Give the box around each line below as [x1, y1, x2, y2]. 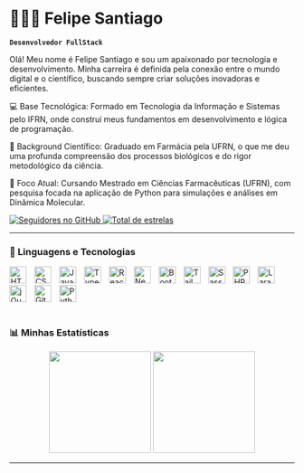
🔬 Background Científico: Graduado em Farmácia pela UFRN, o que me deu [9, 140, 290, 152]
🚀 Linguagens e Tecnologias [9, 245, 136, 258]
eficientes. [9, 82, 49, 93]
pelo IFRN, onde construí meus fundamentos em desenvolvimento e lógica [9, 113, 288, 125]
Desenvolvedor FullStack [9, 38, 103, 47]
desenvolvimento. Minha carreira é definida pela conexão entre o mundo [9, 63, 280, 74]
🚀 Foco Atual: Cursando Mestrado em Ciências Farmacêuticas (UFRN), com [9, 177, 291, 188]
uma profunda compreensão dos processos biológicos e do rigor [9, 150, 252, 161]
